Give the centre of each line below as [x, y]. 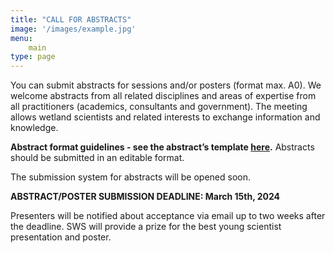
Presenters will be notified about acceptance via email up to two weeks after [168, 216]
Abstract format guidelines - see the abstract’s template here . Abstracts [162, 147]
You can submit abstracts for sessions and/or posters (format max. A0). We [166, 85]
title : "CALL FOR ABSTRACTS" [71, 19]
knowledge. [34, 128]
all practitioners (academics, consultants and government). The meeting [159, 107]
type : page [33, 57]
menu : [21, 38]
